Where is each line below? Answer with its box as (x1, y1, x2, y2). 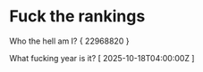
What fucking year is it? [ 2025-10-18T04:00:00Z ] (9, 52, 195, 63)
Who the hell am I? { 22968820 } (9, 36, 130, 46)
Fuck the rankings (9, 6, 146, 27)
